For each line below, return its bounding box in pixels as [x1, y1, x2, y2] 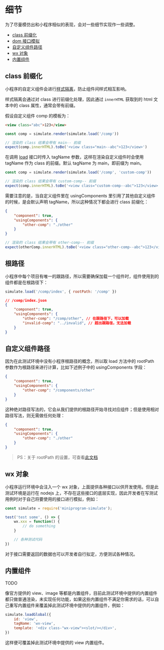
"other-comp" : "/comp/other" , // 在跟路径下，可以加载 [22, 316, 129, 321]
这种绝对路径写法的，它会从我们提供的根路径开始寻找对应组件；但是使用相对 [5, 406, 159, 412]
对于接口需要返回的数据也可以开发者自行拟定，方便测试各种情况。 [5, 551, 138, 557]
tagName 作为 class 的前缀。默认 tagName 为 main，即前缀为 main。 [5, 160, 144, 166]
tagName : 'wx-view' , [14, 621, 56, 626]
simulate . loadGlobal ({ [5, 612, 51, 617]
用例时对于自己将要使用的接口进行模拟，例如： [5, 496, 99, 502]
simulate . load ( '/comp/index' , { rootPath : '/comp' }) [5, 289, 117, 294]
